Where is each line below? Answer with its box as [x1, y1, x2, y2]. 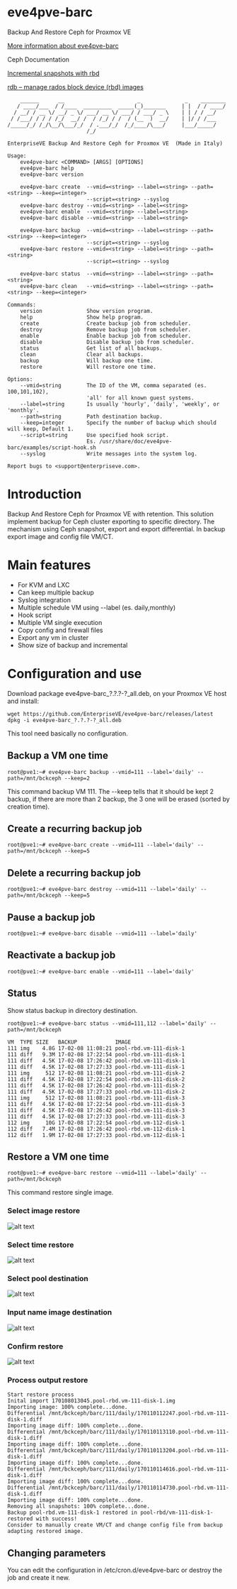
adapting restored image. [7, 1528, 83, 1535]
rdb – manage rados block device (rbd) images [7, 82, 144, 91]
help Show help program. [20, 314, 144, 321]
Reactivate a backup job [7, 949, 116, 961]
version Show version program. [20, 307, 154, 314]
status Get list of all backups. [20, 345, 163, 352]
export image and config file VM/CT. [7, 532, 114, 541]
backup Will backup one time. [20, 357, 154, 364]
